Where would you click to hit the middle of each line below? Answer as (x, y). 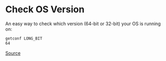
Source (13, 53)
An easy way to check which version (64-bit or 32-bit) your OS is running (83, 24)
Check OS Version (45, 9)
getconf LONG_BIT (24, 38)
